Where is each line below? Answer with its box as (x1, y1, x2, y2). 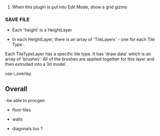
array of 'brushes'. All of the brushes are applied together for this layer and (5, 56, 155, 62)
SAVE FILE (5, 16, 30, 23)
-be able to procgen (5, 98, 45, 104)
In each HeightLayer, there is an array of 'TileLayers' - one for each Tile (12, 36, 155, 43)
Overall (5, 85, 28, 93)
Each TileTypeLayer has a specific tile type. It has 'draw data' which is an (5, 51, 151, 57)
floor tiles (12, 107, 32, 113)
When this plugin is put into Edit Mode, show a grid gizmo (12, 4, 128, 10)
